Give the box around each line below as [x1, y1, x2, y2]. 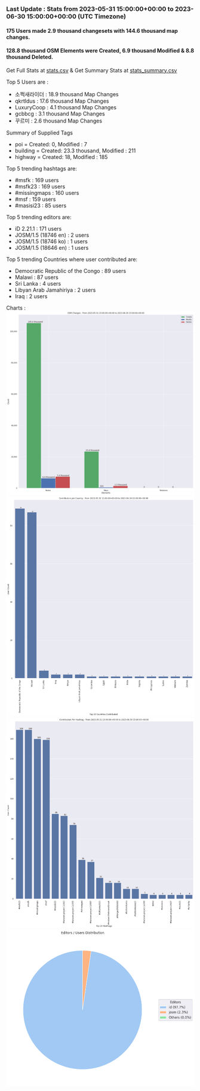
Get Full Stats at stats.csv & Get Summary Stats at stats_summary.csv [6, 66, 177, 73]
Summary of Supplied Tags [6, 129, 73, 136]
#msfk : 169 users [14, 176, 59, 183]
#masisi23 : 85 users [14, 202, 67, 209]
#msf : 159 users [14, 195, 56, 203]
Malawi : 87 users [14, 274, 59, 281]
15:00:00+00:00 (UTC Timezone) [26, 12, 127, 20]
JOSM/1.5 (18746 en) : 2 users [14, 231, 90, 238]
